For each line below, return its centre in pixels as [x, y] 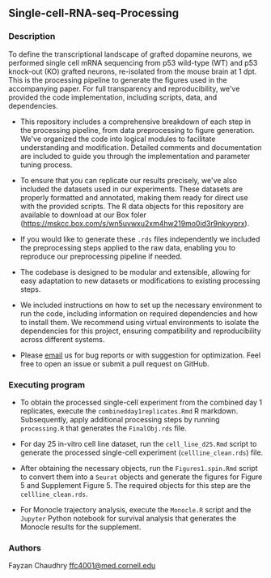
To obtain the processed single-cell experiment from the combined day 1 [141, 402]
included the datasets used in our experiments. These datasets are [131, 189]
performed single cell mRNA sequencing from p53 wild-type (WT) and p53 [133, 62]
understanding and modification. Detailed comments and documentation [141, 147]
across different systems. [62, 339]
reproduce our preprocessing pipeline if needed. [101, 256]
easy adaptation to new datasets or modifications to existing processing [140, 280]
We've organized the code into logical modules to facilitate [118, 139]
